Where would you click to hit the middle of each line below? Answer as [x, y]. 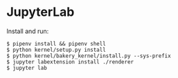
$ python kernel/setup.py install [56, 50]
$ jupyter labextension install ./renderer [70, 62]
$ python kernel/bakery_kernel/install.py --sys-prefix [89, 56]
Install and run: [28, 31]
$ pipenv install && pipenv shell [56, 43]
